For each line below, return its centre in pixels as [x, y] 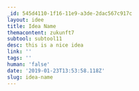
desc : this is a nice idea [45, 45]
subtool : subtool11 [35, 39]
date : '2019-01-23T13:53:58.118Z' [56, 70]
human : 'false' [29, 64]
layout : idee [26, 20]
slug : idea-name [30, 77]
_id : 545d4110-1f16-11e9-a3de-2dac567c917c [70, 13]
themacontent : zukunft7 [41, 32]
